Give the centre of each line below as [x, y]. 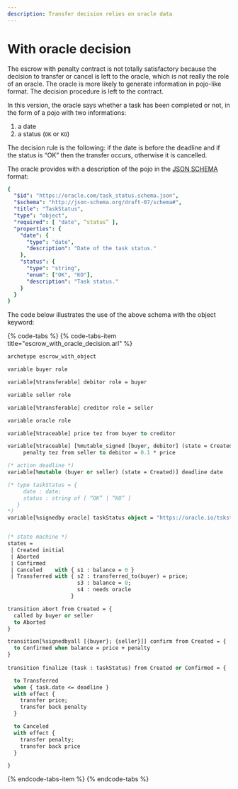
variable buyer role [38, 369]
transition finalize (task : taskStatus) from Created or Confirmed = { [117, 668]
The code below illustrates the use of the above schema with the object [112, 315]
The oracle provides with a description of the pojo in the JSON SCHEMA [113, 169]
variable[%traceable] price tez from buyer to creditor [91, 433]
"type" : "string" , [53, 269]
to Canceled [32, 727]
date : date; [42, 491]
